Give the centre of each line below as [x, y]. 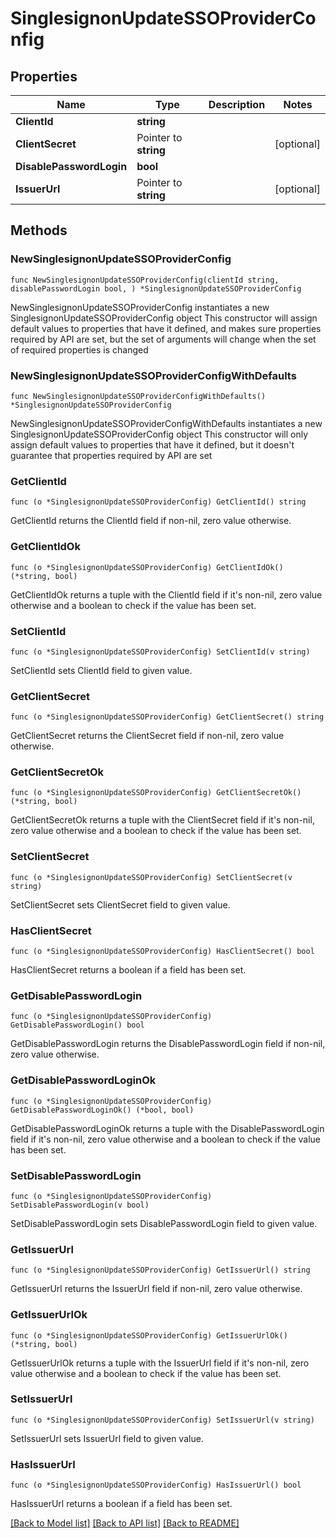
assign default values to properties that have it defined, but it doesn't [152, 444]
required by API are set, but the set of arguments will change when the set [163, 339]
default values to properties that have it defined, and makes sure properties [166, 328]
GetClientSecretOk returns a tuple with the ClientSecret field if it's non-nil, [162, 820]
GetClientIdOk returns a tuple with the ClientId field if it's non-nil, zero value [166, 594]
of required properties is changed [79, 349]
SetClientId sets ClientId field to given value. [101, 670]
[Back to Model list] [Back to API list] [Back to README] [125, 1523]
